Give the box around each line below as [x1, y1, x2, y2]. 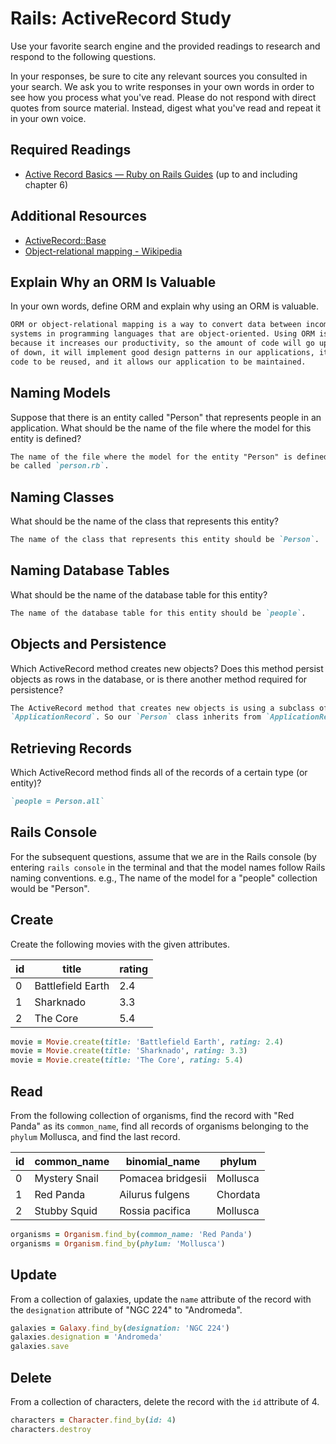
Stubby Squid [34, 1204, 98, 1217]
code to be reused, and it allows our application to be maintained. [10, 357, 307, 367]
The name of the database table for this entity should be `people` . [10, 608, 307, 618]
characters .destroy [10, 1424, 92, 1434]
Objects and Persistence [10, 636, 167, 653]
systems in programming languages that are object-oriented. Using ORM [10, 329, 315, 339]
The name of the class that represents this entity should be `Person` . [10, 535, 320, 545]
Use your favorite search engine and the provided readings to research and [10, 40, 321, 52]
